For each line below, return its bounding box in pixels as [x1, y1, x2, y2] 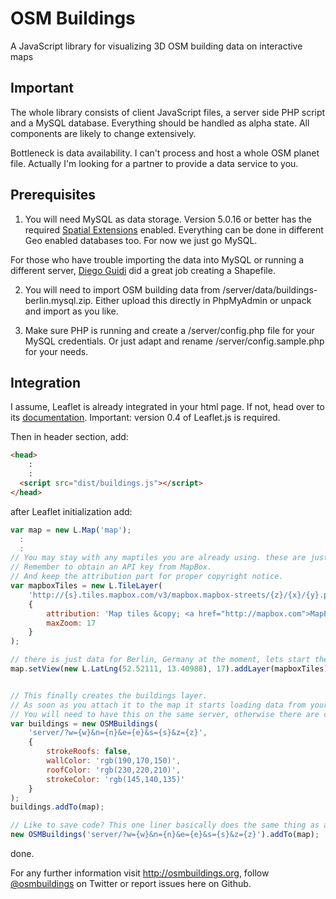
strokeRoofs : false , [46, 747, 132, 757]
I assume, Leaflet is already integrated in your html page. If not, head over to [10, 401, 325, 413]
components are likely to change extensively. [10, 127, 197, 139]
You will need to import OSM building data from [24, 283, 221, 296]
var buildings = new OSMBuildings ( [10, 718, 159, 729]
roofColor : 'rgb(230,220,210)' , [46, 765, 182, 775]
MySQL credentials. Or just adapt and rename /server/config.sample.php [24, 335, 325, 347]
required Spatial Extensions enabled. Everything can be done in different [24, 223, 324, 236]
